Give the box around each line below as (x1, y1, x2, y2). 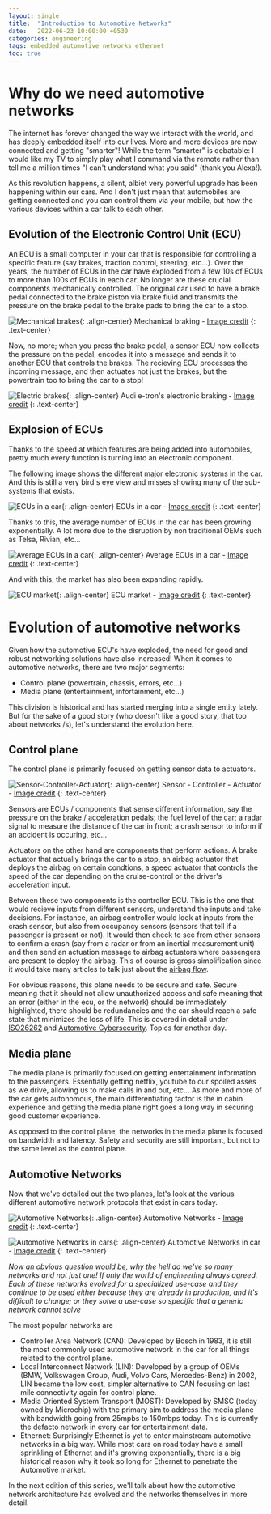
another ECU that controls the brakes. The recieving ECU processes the (8, 358, 248, 367)
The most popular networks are (8, 1320, 113, 1330)
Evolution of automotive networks (8, 618, 241, 636)
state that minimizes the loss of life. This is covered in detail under (8, 1015, 229, 1024)
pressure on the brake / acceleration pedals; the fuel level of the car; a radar (8, 812, 263, 822)
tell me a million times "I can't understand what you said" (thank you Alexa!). (8, 163, 263, 172)
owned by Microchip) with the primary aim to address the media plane (19, 1405, 254, 1414)
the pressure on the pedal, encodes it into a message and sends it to (8, 349, 237, 358)
